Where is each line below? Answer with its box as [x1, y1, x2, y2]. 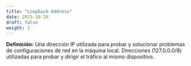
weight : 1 [6, 25, 31, 31]
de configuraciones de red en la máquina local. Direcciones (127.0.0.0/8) [6, 47, 182, 54]
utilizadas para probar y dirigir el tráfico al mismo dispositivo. [6, 53, 154, 60]
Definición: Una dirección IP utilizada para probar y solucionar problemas [6, 41, 186, 48]
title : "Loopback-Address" [6, 8, 73, 15]
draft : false [6, 19, 38, 25]
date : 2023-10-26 [6, 14, 49, 20]
